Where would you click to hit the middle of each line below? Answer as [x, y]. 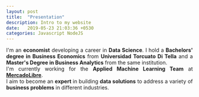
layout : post [22, 11]
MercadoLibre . [25, 75]
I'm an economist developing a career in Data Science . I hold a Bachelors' [99, 50]
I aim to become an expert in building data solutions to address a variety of [99, 81]
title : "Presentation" [36, 17]
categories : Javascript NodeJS [45, 34]
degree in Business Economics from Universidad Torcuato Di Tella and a [99, 56]
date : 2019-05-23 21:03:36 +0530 [50, 28]
